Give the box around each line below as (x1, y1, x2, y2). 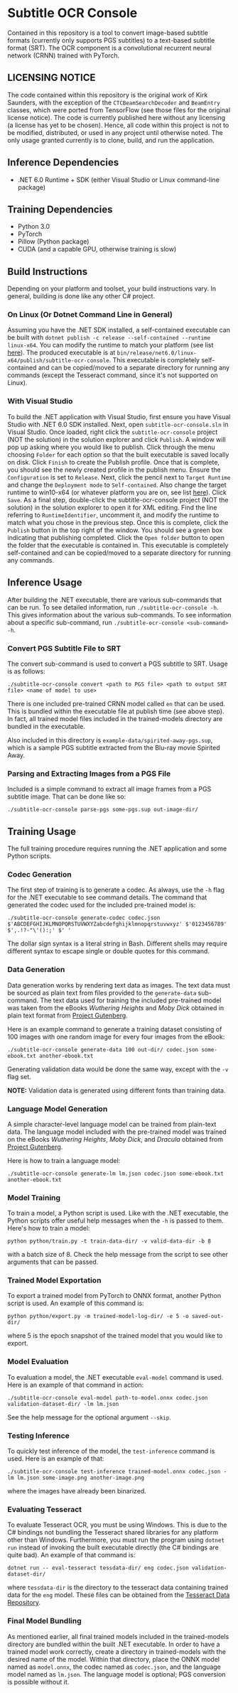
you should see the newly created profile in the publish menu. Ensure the (7, 465, 222, 474)
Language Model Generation (7, 1103, 108, 1113)
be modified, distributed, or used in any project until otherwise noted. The (7, 128, 223, 136)
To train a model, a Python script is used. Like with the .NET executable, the (7, 1209, 229, 1218)
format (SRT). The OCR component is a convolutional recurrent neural (7, 43, 212, 52)
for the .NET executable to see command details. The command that (7, 893, 207, 902)
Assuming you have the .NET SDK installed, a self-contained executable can (7, 325, 231, 335)
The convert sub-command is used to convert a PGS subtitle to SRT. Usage (7, 659, 229, 668)
